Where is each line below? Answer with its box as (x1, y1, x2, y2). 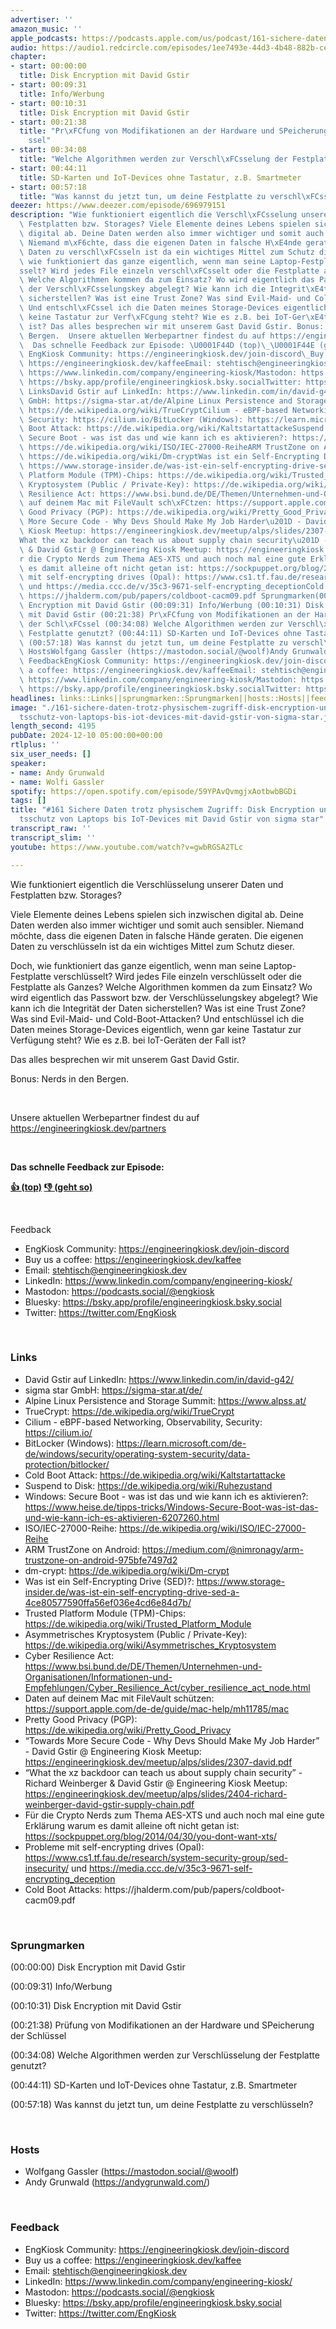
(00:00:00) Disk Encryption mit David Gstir (10, 1961, 186, 1973)
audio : (10, 42, 38, 53)
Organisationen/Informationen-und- (24, 1671, 173, 1683)
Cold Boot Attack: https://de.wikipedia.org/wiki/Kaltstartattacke (24, 1469, 286, 1481)
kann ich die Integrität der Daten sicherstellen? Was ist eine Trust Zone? (10, 1002, 307, 1014)
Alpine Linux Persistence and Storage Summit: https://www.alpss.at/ (24, 1394, 307, 1406)
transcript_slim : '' (10, 832, 97, 843)
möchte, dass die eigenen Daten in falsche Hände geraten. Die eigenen (10, 929, 304, 941)
